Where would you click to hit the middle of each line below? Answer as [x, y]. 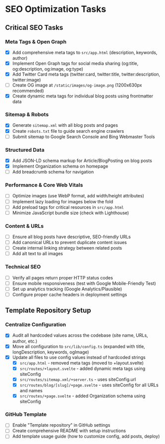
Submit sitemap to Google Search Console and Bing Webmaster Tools [83, 136]
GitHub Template [26, 414]
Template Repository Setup [48, 311]
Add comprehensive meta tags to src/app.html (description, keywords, [85, 52]
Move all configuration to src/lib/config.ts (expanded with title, [79, 346]
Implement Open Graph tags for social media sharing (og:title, [75, 63]
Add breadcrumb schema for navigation [53, 172]
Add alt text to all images [38, 254]
